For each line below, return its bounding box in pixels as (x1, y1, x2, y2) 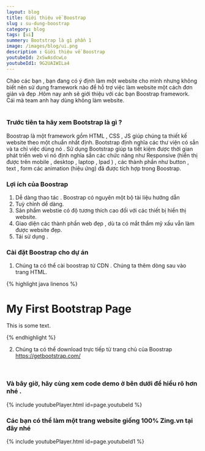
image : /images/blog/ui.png (6, 43, 78, 50)
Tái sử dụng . (15, 233, 48, 240)
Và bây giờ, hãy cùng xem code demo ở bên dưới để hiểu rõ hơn (6, 379, 198, 388)
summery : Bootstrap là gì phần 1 (6, 37, 92, 43)
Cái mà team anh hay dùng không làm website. (6, 96, 124, 104)
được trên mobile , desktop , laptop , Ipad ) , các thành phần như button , (6, 158, 189, 165)
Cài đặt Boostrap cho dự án (6, 248, 89, 257)
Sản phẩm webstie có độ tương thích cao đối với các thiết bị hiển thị (15, 207, 187, 214)
